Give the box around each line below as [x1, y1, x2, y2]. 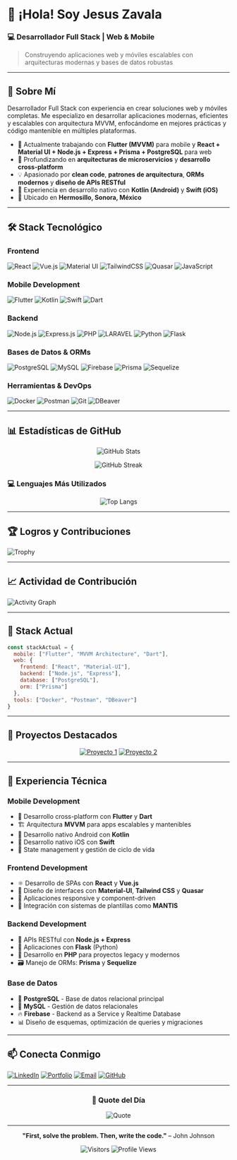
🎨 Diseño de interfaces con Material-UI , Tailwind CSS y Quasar [17, 887, 205, 895]
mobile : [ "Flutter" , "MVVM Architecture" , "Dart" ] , [13, 650, 169, 658]
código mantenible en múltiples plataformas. [7, 126, 137, 135]
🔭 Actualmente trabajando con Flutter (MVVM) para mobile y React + [17, 141, 221, 149]
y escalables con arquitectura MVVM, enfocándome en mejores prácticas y [7, 119, 227, 128]
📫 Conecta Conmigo [7, 1048, 101, 1060]
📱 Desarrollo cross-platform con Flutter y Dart [17, 812, 153, 820]
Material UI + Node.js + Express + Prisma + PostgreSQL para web [17, 148, 212, 156]
